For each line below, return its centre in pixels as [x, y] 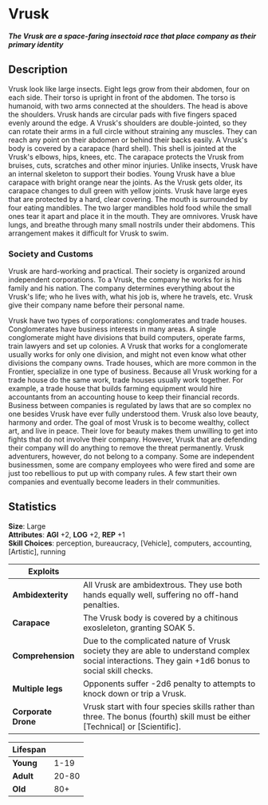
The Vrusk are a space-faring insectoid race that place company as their [132, 36]
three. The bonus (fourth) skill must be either [167, 716]
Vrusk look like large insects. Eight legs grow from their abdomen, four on [129, 89]
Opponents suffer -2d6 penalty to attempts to [169, 684]
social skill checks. [118, 670]
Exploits [43, 571]
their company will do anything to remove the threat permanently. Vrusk [126, 448]
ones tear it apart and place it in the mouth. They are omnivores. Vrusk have [133, 216]
